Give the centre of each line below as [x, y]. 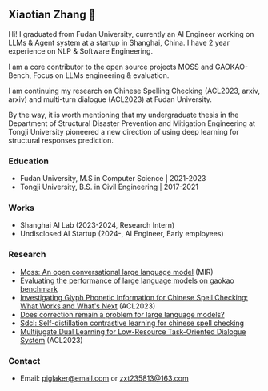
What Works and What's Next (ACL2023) [88, 306]
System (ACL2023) [51, 340]
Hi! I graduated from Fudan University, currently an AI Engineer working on [131, 34]
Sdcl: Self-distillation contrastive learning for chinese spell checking [132, 323]
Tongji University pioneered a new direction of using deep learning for [124, 131]
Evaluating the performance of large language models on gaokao [127, 280]
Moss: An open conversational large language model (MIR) [116, 272]
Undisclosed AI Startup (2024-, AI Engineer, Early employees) [122, 234]
